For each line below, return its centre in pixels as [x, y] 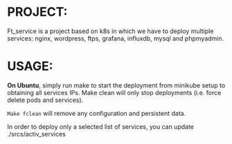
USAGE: [30, 66]
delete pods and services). [45, 100]
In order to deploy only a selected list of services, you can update [101, 126]
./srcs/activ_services [36, 134]
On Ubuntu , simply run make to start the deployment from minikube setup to [116, 85]
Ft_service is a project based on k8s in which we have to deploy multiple [110, 31]
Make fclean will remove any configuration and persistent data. [97, 113]
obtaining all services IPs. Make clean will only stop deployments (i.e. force [114, 92]
